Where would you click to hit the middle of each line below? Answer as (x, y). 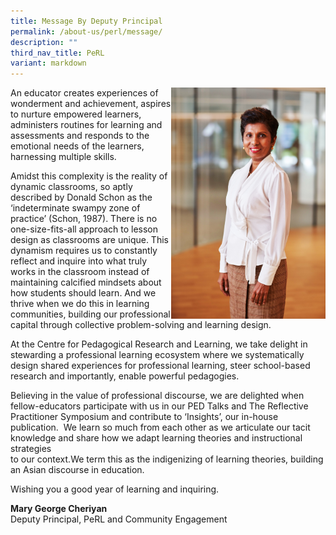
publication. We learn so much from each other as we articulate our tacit (160, 427)
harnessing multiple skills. (63, 157)
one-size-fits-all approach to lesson (84, 229)
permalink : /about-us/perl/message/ (86, 31)
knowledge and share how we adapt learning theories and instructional (156, 438)
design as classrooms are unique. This (89, 240)
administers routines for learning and (86, 125)
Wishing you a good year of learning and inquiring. (115, 489)
